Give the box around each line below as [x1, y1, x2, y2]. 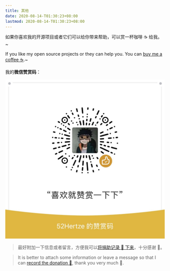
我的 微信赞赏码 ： [5, 69, 41, 75]
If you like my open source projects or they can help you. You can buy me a [5, 51, 163, 57]
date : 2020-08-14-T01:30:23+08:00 [5, 13, 78, 19]
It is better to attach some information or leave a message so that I [17, 254, 156, 260]
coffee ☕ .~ [5, 57, 28, 63]
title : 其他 [5, 8, 29, 13]
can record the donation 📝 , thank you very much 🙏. [17, 260, 124, 266]
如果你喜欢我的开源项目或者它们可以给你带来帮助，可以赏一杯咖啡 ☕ [5, 34, 148, 40]
